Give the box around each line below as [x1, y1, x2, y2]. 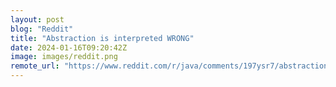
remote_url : [10, 61, 60, 71]
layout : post [10, 14, 65, 25]
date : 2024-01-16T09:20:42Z [10, 42, 128, 53]
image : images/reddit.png [10, 52, 118, 62]
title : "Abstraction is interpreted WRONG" [10, 33, 195, 43]
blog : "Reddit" [10, 24, 74, 34]
